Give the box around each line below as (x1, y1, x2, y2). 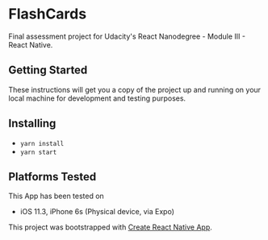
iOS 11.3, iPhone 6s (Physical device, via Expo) (19, 207, 175, 217)
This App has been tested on (8, 191, 105, 201)
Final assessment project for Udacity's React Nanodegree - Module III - (8, 31, 246, 41)
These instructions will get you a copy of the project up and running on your (8, 85, 261, 94)
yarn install (19, 139, 65, 147)
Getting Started (8, 64, 88, 77)
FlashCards (8, 5, 87, 23)
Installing (8, 117, 57, 130)
